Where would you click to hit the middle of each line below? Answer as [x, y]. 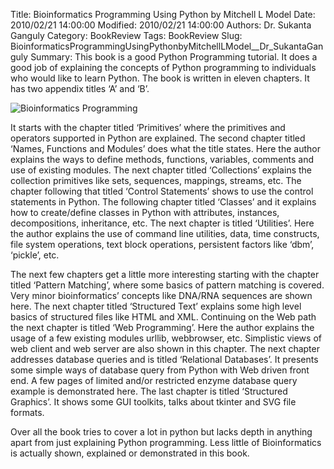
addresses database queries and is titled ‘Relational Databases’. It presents [164, 359]
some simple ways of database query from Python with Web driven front [160, 370]
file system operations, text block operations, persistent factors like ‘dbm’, [162, 244]
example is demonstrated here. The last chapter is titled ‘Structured [149, 391]
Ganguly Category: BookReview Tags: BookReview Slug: [126, 35]
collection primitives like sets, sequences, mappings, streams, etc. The [156, 180]
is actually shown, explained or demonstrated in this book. [130, 453]
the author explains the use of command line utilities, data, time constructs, [165, 233]
